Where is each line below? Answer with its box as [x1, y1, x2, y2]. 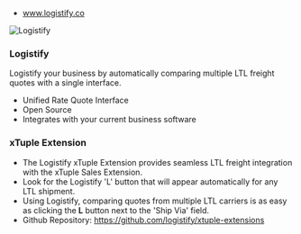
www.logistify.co [22, 8, 86, 18]
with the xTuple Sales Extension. [22, 166, 142, 177]
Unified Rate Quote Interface [22, 94, 129, 106]
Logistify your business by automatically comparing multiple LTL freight [9, 67, 275, 79]
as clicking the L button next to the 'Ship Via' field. [22, 204, 210, 215]
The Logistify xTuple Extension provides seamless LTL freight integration [22, 157, 293, 167]
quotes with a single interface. [9, 77, 122, 88]
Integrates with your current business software [22, 114, 196, 125]
